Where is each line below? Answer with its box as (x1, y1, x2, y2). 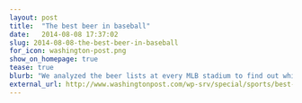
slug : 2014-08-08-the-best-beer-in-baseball (9, 38, 179, 47)
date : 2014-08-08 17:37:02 (9, 30, 119, 39)
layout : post (9, 13, 58, 22)
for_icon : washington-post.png (9, 47, 127, 56)
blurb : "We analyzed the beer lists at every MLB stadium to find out (9, 72, 280, 81)
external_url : (9, 80, 63, 89)
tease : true (9, 64, 54, 73)
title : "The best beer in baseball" (9, 21, 151, 30)
